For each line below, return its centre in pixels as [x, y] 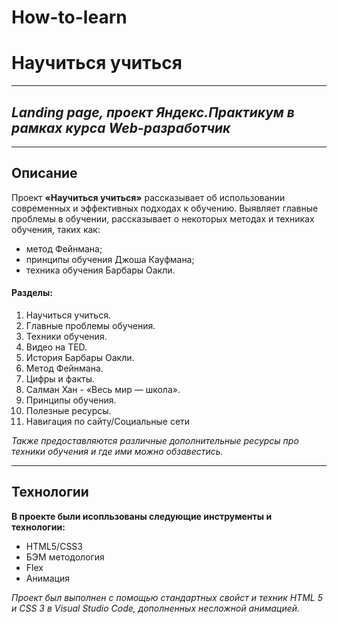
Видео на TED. [56, 347]
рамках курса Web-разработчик [121, 127]
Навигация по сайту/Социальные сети [108, 421]
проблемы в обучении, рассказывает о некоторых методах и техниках [163, 218]
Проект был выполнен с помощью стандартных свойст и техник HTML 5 [167, 597]
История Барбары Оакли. [80, 357]
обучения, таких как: [56, 229]
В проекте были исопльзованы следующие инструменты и [142, 516]
